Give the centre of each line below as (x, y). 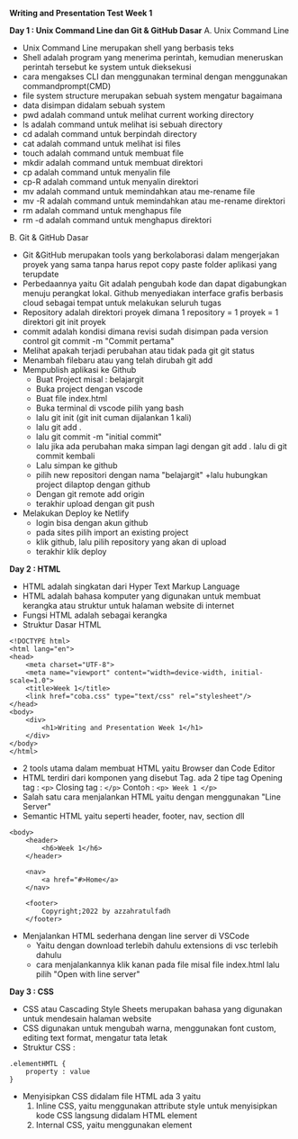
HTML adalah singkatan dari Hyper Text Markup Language (131, 586)
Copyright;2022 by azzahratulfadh (106, 911)
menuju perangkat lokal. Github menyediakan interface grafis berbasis (153, 293)
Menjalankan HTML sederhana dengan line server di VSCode (136, 936)
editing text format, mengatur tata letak (95, 1038)
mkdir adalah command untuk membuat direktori (113, 163)
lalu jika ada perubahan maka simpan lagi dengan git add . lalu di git (162, 446)
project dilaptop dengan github (93, 484)
